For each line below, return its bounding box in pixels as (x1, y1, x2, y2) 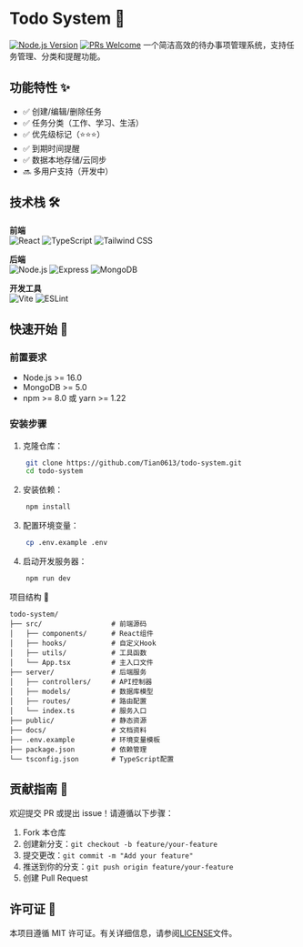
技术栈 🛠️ (9, 195, 61, 210)
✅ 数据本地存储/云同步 (22, 154, 107, 165)
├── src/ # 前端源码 (9, 619, 147, 629)
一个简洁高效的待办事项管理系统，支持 (142, 39, 287, 50)
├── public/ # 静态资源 (9, 716, 147, 725)
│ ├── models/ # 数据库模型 (9, 687, 154, 696)
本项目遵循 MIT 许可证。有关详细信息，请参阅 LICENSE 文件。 (9, 927, 237, 938)
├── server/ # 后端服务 (9, 668, 147, 677)
